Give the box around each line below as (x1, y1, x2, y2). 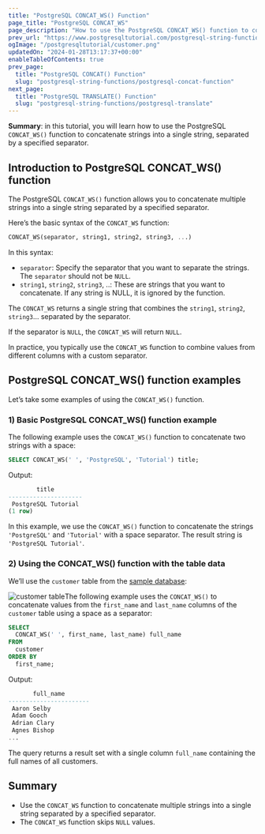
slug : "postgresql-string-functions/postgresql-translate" (15, 100, 214, 107)
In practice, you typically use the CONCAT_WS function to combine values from (8, 342, 256, 351)
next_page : (8, 85, 44, 93)
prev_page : (8, 63, 44, 71)
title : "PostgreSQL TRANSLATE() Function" (15, 92, 157, 100)
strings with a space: (8, 440, 77, 450)
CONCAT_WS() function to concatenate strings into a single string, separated (8, 130, 250, 139)
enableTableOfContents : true (8, 56, 104, 64)
